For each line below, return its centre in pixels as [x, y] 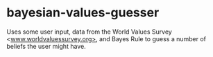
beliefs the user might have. [46, 46]
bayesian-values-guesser [83, 13]
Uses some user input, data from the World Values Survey [90, 32]
